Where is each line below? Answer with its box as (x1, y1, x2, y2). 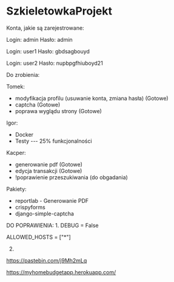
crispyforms (15, 203, 45, 211)
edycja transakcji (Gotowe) (15, 167, 82, 174)
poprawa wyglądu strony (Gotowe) (15, 107, 102, 114)
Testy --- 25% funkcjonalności (15, 137, 92, 145)
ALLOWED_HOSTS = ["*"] (6, 233, 71, 240)
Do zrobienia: (6, 71, 40, 78)
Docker (15, 131, 34, 138)
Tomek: (6, 83, 25, 90)
